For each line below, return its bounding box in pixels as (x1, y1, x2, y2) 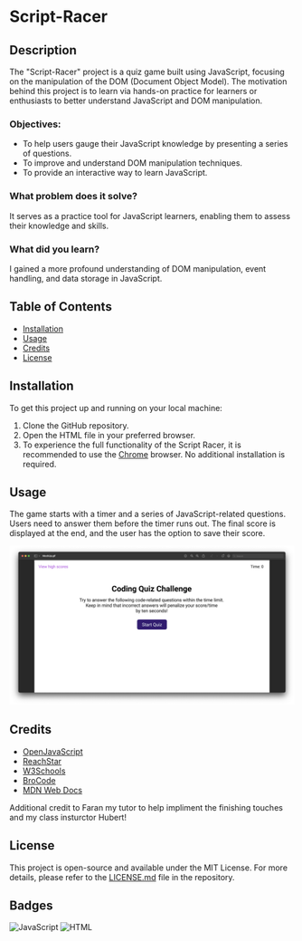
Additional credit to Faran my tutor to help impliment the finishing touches (9, 802, 283, 812)
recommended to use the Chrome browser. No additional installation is (22, 448, 286, 459)
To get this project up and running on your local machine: (9, 402, 223, 413)
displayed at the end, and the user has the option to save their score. (9, 528, 266, 539)
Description (9, 43, 77, 58)
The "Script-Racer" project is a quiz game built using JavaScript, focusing (9, 66, 285, 77)
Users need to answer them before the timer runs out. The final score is (9, 518, 276, 529)
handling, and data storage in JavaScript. (9, 273, 163, 283)
